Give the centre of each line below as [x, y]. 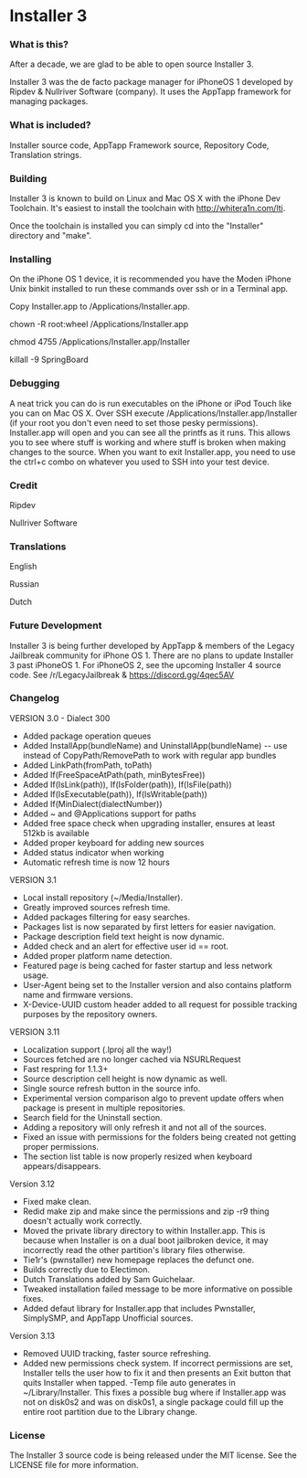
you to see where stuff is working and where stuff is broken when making [148, 442]
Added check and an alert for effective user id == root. [126, 946]
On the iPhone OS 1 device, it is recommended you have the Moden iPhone [150, 279]
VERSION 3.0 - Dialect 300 [60, 718]
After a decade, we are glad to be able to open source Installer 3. [132, 64]
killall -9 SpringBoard [49, 360]
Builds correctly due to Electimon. [86, 1269]
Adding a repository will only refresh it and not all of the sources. [144, 1127]
